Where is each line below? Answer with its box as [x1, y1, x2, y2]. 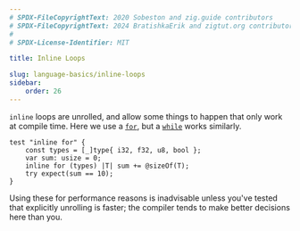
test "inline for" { [9, 137, 87, 147]
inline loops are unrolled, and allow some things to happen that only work [9, 111, 283, 121]
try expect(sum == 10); [25, 169, 114, 178]
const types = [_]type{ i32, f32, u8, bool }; [25, 145, 202, 154]
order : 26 [25, 87, 62, 95]
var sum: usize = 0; [25, 153, 102, 162]
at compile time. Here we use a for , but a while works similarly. [9, 120, 242, 131]
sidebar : [9, 78, 42, 87]
